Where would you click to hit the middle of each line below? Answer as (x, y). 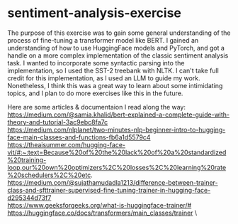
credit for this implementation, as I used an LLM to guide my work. (104, 78)
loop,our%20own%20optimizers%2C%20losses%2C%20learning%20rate (117, 167)
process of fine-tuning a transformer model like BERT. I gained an (103, 40)
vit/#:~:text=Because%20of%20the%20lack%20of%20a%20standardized (117, 152)
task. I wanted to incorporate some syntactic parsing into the (96, 63)
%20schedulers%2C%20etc (49, 175)
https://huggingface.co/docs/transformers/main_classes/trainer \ (102, 213)
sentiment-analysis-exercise (95, 13)
